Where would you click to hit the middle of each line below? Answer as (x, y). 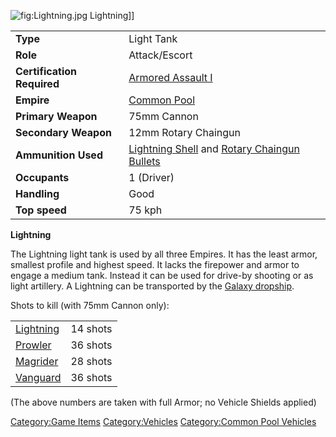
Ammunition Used (59, 155)
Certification (46, 71)
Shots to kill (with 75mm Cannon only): (90, 305)
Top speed (41, 210)
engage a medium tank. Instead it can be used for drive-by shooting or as (162, 275)
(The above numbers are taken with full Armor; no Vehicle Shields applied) (163, 402)
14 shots (91, 328)
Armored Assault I (170, 77)
